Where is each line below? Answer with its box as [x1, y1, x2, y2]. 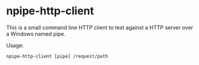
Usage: [6, 42, 24, 49]
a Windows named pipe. [6, 30, 66, 37]
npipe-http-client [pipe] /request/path [6, 53, 109, 59]
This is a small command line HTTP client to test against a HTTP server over [6, 24, 194, 31]
